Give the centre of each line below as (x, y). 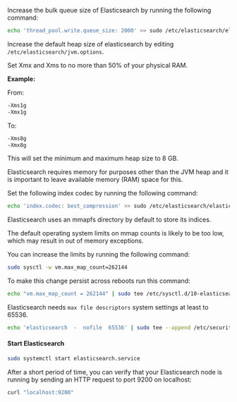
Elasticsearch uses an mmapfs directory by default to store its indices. (109, 220)
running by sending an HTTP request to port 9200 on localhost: (99, 379)
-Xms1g (17, 105)
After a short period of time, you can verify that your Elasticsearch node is (115, 372)
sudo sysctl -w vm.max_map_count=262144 (68, 267)
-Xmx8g (17, 145)
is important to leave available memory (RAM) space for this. (95, 180)
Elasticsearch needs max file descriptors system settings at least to (108, 307)
